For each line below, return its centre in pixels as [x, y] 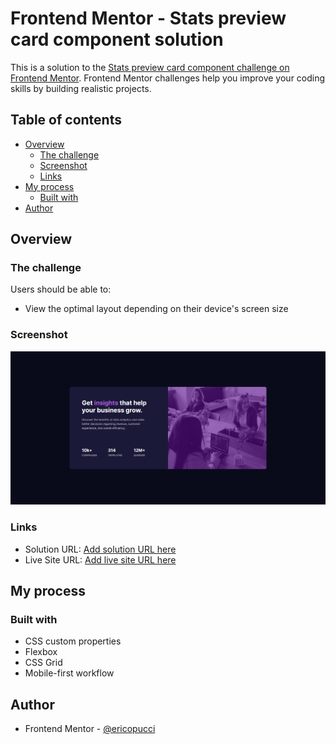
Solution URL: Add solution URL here [100, 549]
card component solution [117, 39]
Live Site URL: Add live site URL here [100, 559]
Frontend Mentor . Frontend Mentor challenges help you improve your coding [168, 78]
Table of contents [66, 120]
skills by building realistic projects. [81, 88]
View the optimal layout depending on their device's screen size [156, 309]
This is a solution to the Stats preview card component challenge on [150, 67]
